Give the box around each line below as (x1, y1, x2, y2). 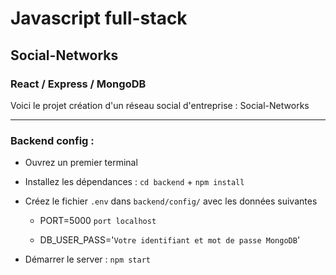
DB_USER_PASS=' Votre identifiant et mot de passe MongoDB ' (39, 234, 301, 246)
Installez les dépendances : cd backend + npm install (24, 176, 245, 188)
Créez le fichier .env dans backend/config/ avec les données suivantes (24, 195, 318, 207)
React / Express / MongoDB (10, 77, 147, 91)
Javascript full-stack (10, 7, 188, 30)
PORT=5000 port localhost (39, 215, 157, 227)
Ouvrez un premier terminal (24, 157, 138, 169)
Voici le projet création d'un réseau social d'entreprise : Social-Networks (10, 99, 310, 111)
